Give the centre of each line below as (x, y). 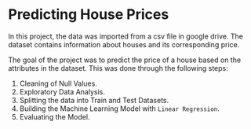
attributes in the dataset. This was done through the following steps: (118, 68)
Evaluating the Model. (55, 116)
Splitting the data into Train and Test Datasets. (94, 100)
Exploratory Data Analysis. (62, 91)
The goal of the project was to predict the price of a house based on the (125, 60)
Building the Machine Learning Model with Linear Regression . (119, 109)
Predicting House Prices (89, 15)
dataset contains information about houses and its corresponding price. (124, 44)
